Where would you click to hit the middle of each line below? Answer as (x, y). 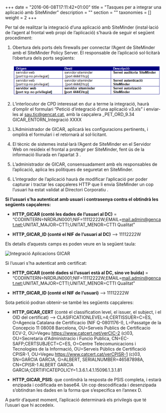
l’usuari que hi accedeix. (30, 405)
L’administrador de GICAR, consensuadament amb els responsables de (85, 164)
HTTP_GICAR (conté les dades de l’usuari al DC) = (64, 214)
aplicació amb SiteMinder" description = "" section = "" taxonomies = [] (78, 12)
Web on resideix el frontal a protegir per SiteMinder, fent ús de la (78, 149)
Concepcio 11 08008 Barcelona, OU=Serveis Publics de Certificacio (81, 328)
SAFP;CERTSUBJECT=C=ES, (42, 344)
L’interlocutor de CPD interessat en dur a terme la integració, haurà (81, 104)
